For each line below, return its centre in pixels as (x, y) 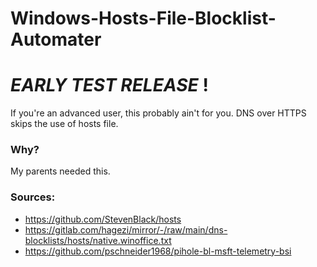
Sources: (33, 197)
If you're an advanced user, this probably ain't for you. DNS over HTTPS (158, 113)
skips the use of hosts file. (64, 124)
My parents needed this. (60, 171)
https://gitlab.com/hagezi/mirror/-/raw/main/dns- (126, 229)
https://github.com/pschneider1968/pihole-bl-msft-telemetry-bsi (158, 251)
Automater (56, 39)
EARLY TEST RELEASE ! (109, 85)
